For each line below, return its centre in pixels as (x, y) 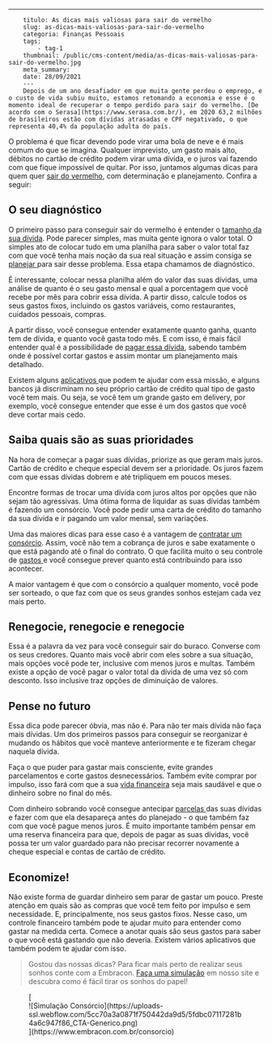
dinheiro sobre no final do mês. (60, 793)
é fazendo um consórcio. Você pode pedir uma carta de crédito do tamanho (135, 509)
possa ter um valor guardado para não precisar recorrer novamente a (124, 843)
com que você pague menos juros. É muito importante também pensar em (132, 826)
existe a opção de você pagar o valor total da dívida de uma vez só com (128, 672)
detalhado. (26, 364)
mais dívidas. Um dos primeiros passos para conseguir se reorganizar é (128, 734)
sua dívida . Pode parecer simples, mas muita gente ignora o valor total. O (131, 238)
